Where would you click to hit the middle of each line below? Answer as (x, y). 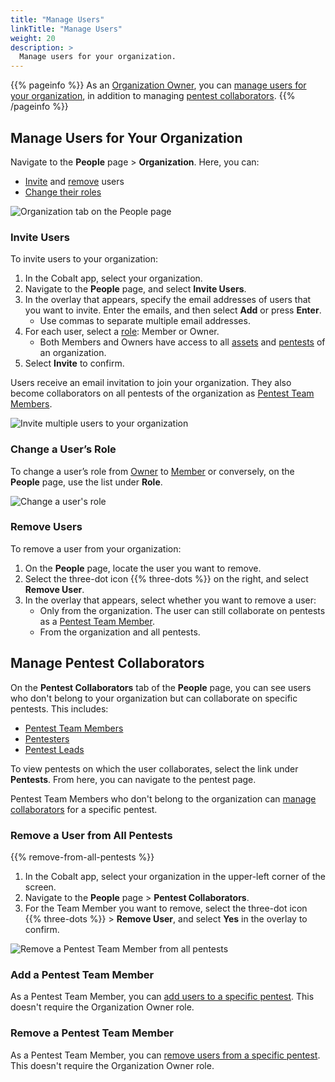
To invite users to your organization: (84, 259)
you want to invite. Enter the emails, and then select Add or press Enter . (173, 310)
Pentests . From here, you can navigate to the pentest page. (133, 779)
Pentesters (47, 738)
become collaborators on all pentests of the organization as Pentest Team (162, 393)
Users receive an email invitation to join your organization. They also (151, 383)
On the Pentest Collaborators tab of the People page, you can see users (161, 687)
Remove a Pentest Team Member (92, 1033)
